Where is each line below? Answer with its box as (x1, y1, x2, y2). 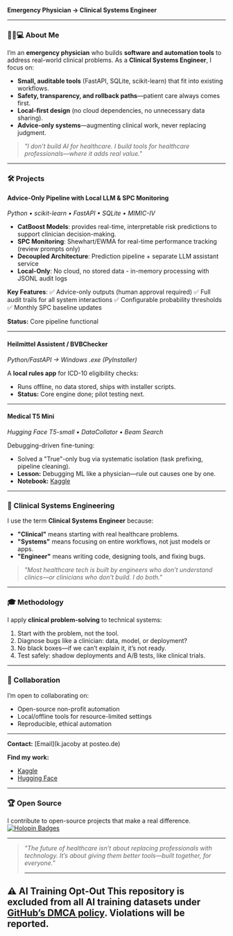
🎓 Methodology (7, 598, 64, 608)
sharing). (17, 114, 44, 122)
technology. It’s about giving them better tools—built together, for (24, 852, 212, 860)
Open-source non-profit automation (17, 704, 120, 713)
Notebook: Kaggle (17, 477, 71, 485)
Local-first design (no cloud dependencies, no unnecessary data (17, 106, 205, 115)
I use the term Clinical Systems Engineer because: (7, 516, 154, 525)
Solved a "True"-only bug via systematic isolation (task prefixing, (17, 454, 203, 463)
